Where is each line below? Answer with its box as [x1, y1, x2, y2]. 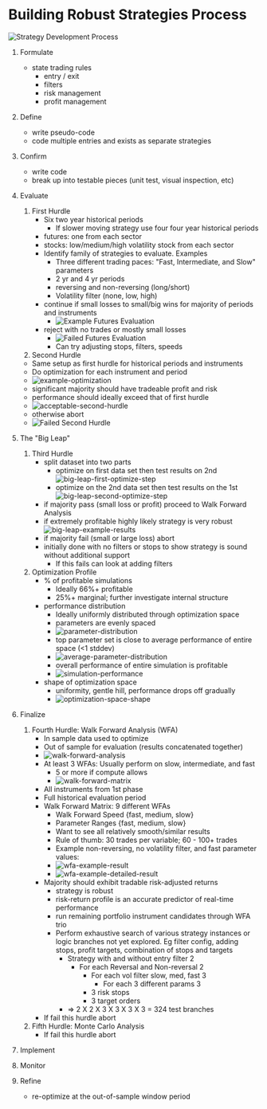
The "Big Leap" [19, 433, 70, 443]
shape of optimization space [43, 677, 137, 687]
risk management [43, 88, 101, 97]
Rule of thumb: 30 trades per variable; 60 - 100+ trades [55, 835, 238, 844]
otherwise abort [31, 409, 84, 419]
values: [55, 852, 80, 861]
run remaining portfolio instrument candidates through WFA [55, 911, 251, 921]
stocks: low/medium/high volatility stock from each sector [43, 240, 234, 249]
